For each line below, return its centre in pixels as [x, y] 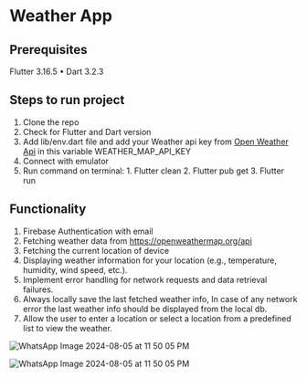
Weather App [61, 16]
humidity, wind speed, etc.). [75, 269]
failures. [38, 289]
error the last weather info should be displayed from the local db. [145, 309]
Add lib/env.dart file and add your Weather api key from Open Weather [156, 142]
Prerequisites [48, 50]
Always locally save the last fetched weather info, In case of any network [160, 299]
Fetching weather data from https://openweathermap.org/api [138, 241]
